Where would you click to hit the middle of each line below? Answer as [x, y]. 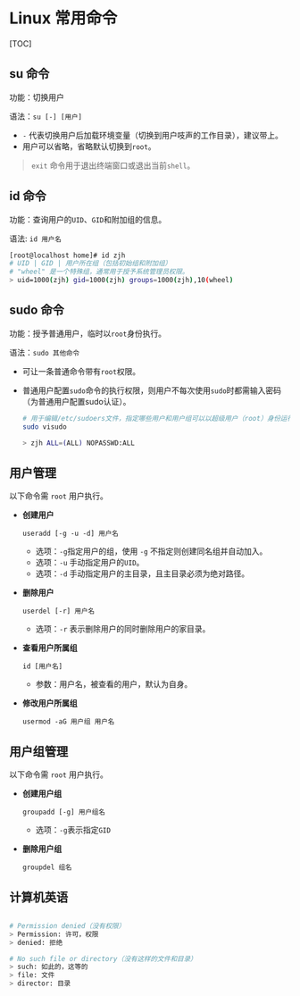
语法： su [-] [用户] [46, 116]
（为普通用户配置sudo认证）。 [76, 401]
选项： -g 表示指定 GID [73, 830]
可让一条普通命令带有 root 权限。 [81, 371]
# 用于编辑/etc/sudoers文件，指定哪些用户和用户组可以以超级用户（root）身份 [151, 418]
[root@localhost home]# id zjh [67, 255]
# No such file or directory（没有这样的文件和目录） [103, 958]
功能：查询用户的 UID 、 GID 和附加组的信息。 [88, 219]
